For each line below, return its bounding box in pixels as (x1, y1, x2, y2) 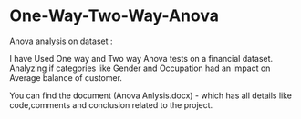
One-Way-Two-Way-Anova (9, 5, 219, 26)
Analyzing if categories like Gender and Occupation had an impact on (9, 63, 271, 74)
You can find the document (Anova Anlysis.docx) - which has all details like (9, 90, 292, 101)
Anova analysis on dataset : (9, 35, 113, 46)
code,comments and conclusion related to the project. (9, 99, 213, 110)
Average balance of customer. (9, 72, 123, 83)
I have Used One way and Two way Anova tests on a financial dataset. (9, 53, 274, 64)
